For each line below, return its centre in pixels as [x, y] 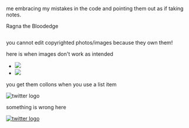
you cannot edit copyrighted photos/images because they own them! [90, 43]
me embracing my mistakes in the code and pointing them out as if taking [95, 9]
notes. [14, 15]
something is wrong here [36, 107]
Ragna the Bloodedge [32, 26]
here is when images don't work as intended [60, 54]
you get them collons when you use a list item [61, 84]
